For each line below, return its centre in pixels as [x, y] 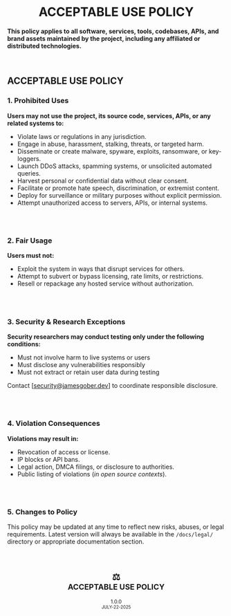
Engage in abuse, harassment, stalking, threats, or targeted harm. [110, 144]
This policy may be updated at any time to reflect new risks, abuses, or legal [116, 527]
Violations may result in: [43, 438]
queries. [29, 173]
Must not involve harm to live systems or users [84, 357]
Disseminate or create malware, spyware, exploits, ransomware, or [112, 151]
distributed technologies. [44, 46]
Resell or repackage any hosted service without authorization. [105, 283]
